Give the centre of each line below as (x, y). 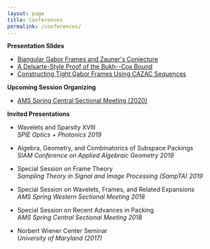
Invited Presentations (39, 114)
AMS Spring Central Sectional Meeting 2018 (80, 217)
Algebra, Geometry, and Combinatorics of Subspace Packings (105, 148)
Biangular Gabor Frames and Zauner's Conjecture (87, 59)
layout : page (26, 13)
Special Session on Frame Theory (65, 169)
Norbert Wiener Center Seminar (62, 231)
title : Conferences (35, 20)
